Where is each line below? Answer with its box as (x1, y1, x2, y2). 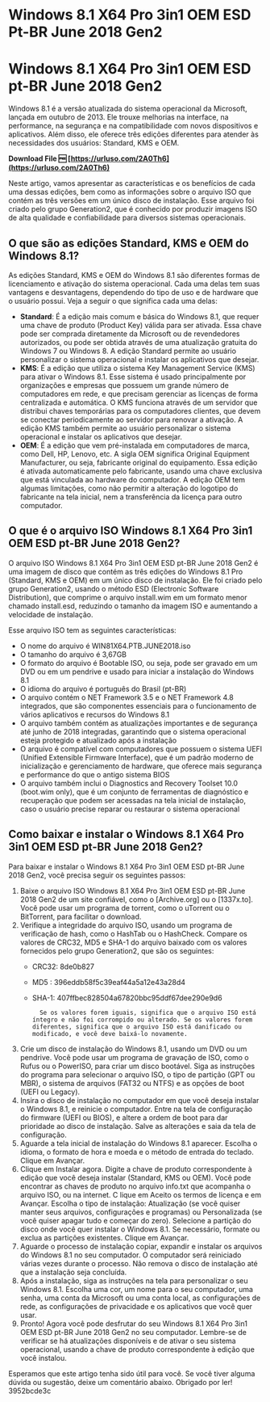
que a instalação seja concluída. (19, 1267, 127, 1277)
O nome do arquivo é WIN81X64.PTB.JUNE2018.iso (19, 641, 191, 650)
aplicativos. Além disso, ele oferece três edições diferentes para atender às (8, 129, 260, 139)
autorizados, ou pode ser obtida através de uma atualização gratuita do (19, 337, 258, 347)
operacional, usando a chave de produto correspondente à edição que (19, 1344, 255, 1354)
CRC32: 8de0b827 (31, 962, 95, 971)
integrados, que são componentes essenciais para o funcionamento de (19, 701, 257, 710)
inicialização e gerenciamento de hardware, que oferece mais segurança (19, 761, 262, 771)
